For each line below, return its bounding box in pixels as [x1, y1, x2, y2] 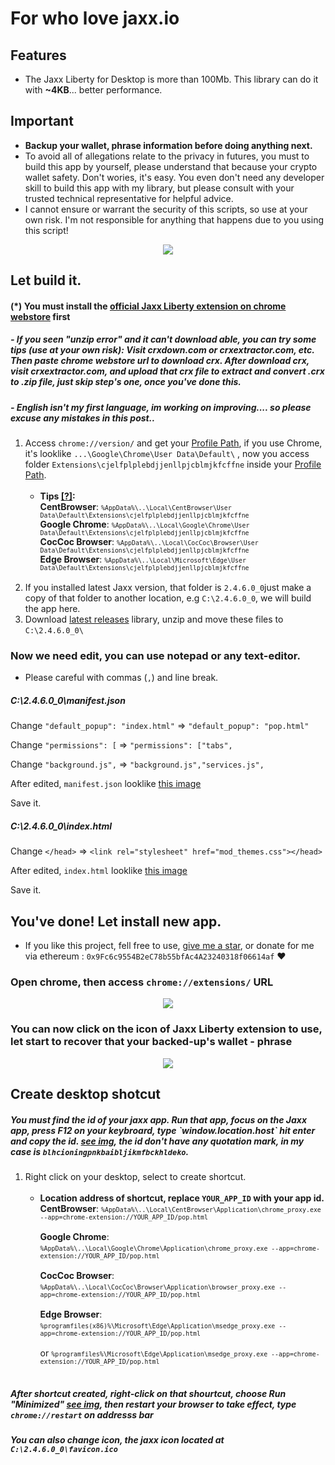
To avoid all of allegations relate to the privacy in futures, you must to [24, 150, 310, 162]
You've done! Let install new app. [10, 913, 222, 930]
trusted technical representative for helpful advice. [24, 192, 234, 204]
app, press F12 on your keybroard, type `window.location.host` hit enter [10, 1124, 316, 1136]
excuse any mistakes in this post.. [10, 412, 156, 424]
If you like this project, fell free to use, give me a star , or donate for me [24, 940, 315, 952]
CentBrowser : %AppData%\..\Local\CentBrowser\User [39, 501, 232, 513]
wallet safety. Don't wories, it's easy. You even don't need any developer [24, 171, 325, 183]
